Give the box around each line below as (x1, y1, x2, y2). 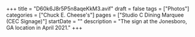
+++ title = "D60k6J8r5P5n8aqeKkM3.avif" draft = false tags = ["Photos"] (6, 5, 190, 12)
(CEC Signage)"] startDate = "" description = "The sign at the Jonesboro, (6, 18, 187, 24)
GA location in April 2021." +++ (6, 24, 83, 31)
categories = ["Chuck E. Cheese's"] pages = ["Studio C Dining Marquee (6, 11, 184, 18)
